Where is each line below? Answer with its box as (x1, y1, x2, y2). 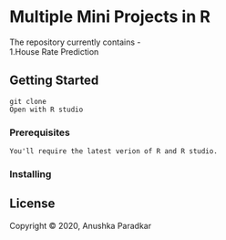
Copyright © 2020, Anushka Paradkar (9, 220, 152, 231)
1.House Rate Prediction (9, 46, 99, 57)
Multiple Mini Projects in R (9, 6, 211, 27)
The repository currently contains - (9, 37, 141, 47)
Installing (9, 167, 52, 180)
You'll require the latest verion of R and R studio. (9, 147, 219, 156)
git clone (9, 97, 47, 106)
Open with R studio (9, 105, 84, 114)
